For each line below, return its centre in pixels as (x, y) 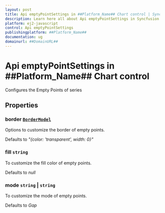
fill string (17, 152)
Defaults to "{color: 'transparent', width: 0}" (49, 139)
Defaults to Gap (21, 205)
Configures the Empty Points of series (43, 90)
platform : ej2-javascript (31, 23)
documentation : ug (24, 37)
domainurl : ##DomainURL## (31, 42)
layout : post (18, 10)
